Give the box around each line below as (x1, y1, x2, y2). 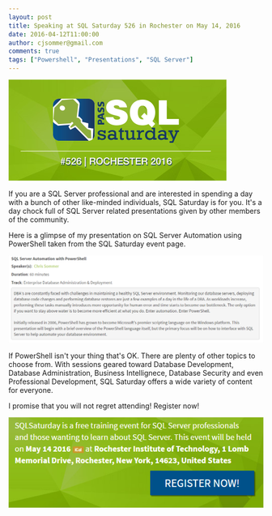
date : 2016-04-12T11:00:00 (8, 30, 100, 38)
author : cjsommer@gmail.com (8, 39, 104, 47)
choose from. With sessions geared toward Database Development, (8, 359, 234, 369)
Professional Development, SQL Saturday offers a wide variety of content (8, 377, 253, 386)
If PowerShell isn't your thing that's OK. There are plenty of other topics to (8, 351, 256, 360)
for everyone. (8, 385, 53, 394)
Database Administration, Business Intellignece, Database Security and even (8, 368, 264, 377)
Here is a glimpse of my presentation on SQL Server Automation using (8, 231, 243, 240)
